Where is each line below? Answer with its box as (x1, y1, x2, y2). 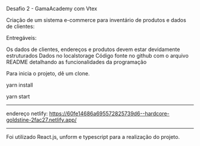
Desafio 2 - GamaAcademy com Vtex (6, 5, 98, 12)
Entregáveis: (6, 34, 37, 41)
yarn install (6, 81, 33, 88)
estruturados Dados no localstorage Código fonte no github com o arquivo (6, 52, 189, 59)
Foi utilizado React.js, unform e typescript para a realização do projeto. (6, 134, 180, 140)
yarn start (6, 93, 30, 100)
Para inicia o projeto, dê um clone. (6, 70, 90, 77)
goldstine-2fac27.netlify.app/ (6, 116, 77, 123)
